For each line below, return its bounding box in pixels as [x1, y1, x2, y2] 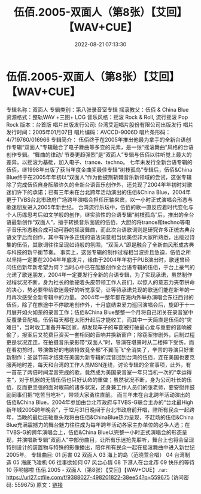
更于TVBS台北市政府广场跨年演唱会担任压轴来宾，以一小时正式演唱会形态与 [6, 196, 193, 203]
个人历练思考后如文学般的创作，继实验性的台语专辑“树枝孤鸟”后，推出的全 [6, 211, 190, 218]
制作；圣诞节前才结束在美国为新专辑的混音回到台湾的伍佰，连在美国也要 [11, 354, 190, 361]
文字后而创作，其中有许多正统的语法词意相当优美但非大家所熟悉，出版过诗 [11, 233, 195, 241]
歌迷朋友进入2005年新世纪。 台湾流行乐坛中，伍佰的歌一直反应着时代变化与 [6, 203, 194, 211]
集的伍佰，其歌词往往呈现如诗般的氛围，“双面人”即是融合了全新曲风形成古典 [6, 241, 194, 248]
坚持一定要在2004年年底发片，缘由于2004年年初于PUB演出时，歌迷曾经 [11, 256, 190, 263]
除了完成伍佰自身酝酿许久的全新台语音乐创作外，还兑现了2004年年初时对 [6, 181, 187, 188]
